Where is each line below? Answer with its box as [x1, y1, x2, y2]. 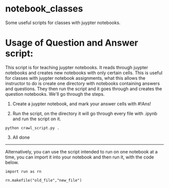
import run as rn [5, 169, 42, 174]
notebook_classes [5, 3, 83, 15]
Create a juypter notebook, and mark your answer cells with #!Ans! [12, 101, 151, 107]
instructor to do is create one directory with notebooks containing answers [5, 80, 160, 86]
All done [12, 134, 30, 140]
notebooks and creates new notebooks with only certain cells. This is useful [5, 70, 162, 76]
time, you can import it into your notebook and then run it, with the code [5, 154, 154, 160]
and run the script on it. [12, 116, 61, 122]
